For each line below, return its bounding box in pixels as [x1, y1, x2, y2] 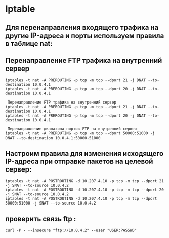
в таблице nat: [5, 39, 53, 48]
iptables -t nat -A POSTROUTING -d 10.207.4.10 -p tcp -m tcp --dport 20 [5, 187, 164, 193]
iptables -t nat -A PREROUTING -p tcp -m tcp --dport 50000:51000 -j [5, 131, 155, 136]
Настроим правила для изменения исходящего [5, 149, 164, 158]
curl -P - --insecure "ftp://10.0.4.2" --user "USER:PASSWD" [5, 228, 137, 233]
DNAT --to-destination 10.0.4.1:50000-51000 [5, 135, 101, 141]
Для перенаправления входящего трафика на [5, 23, 159, 32]
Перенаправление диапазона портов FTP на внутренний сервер [7, 126, 137, 132]
